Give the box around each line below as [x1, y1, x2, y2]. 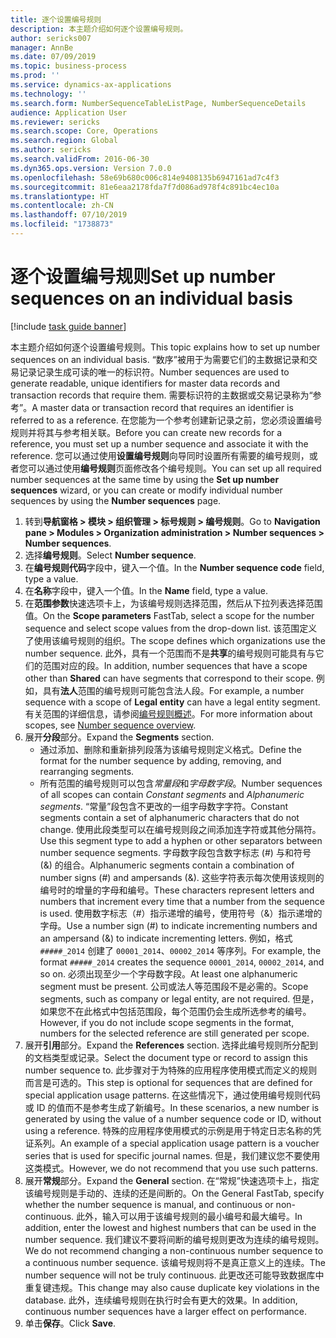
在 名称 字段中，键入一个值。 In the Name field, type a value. [24, 584, 268, 596]
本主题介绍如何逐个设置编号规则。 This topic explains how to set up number [10, 341, 321, 353]
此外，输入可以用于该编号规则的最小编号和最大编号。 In [76, 1210, 303, 1222]
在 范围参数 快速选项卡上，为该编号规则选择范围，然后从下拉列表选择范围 [24, 597, 323, 609]
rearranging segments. [39, 765, 135, 777]
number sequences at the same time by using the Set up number [10, 473, 280, 485]
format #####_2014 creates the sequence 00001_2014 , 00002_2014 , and [39, 956, 325, 968]
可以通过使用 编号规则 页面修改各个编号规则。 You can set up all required [27, 462, 322, 474]
